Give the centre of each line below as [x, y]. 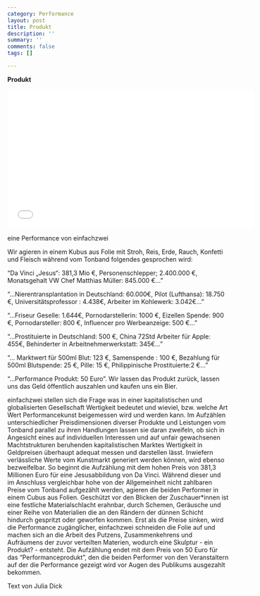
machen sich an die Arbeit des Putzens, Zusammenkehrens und [100, 535]
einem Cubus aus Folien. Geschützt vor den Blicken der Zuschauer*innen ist [118, 497]
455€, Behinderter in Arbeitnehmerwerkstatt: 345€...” [85, 343]
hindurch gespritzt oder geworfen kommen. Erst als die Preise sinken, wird [116, 520]
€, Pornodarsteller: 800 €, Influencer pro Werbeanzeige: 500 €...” [103, 322]
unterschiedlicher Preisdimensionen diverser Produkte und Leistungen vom [117, 422]
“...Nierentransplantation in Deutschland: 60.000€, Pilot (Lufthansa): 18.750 [116, 294]
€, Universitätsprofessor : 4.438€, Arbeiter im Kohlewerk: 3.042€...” [106, 301]
